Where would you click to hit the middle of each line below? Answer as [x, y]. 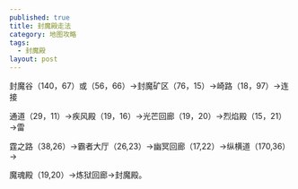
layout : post [34, 59]
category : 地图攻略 [43, 34]
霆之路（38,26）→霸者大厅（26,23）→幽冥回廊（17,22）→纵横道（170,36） [150, 146]
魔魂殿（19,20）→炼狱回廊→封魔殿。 [78, 175]
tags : [19, 43]
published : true [39, 17]
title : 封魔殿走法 [40, 26]
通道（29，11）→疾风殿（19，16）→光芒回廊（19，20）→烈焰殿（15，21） [148, 116]
